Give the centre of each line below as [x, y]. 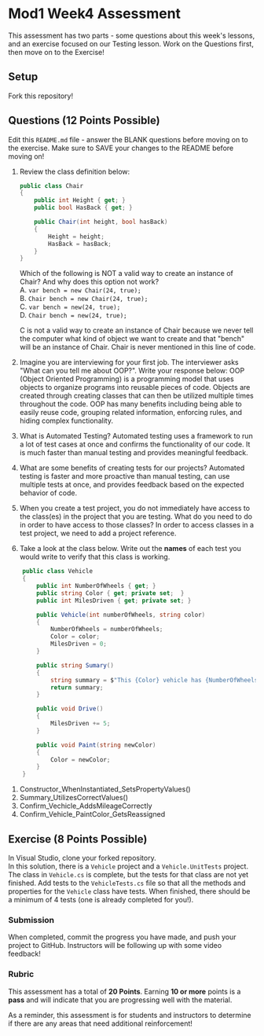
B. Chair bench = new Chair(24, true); [84, 299]
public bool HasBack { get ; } [83, 208]
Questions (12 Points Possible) [84, 121]
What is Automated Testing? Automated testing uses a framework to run [136, 436]
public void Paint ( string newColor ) [96, 745]
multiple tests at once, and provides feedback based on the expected [132, 485]
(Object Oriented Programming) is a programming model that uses [126, 379]
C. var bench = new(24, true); [70, 307]
